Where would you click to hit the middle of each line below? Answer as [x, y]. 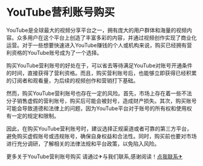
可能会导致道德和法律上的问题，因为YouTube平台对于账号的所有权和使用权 [99, 108]
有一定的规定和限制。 [33, 115]
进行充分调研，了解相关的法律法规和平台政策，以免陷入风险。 [83, 143]
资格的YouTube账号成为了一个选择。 [57, 52]
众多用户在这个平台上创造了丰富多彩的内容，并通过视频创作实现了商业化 [107, 37]
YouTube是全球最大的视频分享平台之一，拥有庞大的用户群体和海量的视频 [97, 30]
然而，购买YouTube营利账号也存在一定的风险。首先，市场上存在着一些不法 [99, 93]
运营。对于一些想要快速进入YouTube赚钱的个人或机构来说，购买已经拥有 [97, 45]
